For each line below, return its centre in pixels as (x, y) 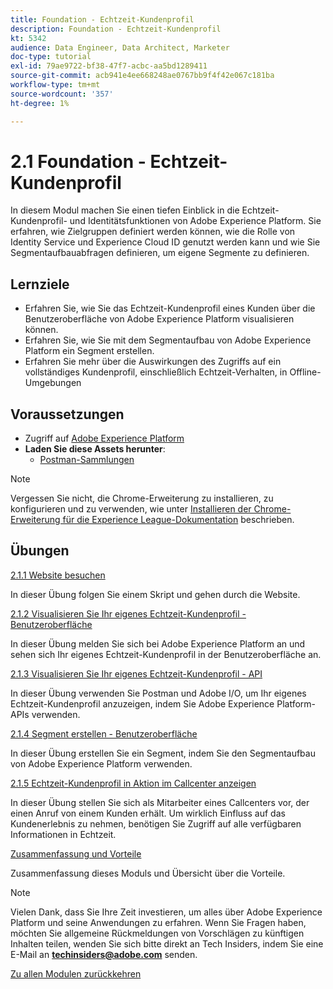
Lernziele (40, 284)
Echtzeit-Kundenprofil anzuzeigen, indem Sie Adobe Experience (142, 703)
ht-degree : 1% (40, 103)
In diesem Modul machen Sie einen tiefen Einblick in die (125, 210)
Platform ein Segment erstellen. (89, 351)
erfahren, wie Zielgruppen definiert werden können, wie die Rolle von (153, 232)
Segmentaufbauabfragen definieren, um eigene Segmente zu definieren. (160, 253)
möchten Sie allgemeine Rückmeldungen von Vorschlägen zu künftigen (157, 933)
